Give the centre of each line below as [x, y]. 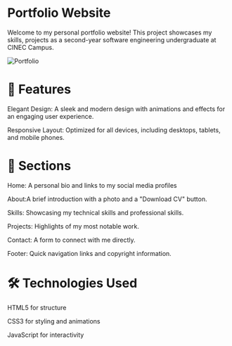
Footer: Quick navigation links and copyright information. [90, 253]
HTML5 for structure [37, 307]
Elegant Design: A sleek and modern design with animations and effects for [116, 109]
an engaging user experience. [51, 116]
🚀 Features [39, 90]
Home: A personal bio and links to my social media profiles [92, 185]
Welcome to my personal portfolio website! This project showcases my [110, 32]
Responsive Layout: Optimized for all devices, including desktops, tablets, [114, 130]
